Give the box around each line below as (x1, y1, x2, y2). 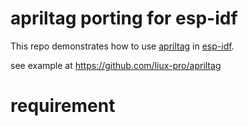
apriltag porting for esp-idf (10, 7, 238, 30)
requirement (10, 95, 116, 117)
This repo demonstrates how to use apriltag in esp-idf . (10, 40, 235, 52)
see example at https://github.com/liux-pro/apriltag (10, 59, 222, 71)
